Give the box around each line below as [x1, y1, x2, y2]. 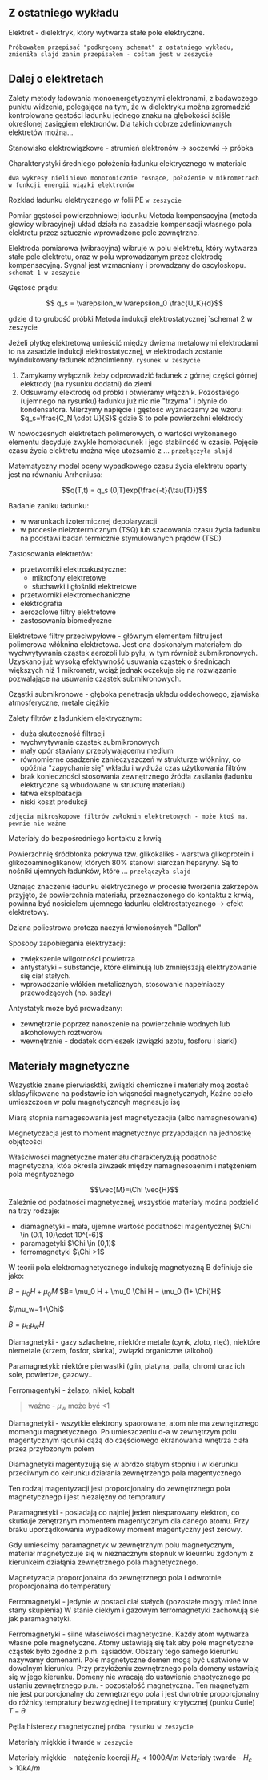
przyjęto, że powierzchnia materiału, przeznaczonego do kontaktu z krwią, [8, 890, 254, 900]
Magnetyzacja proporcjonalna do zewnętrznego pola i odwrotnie [8, 1572, 222, 1582]
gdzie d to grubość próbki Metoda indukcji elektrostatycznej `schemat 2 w [8, 314, 254, 323]
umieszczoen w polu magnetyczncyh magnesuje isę [8, 1098, 181, 1107]
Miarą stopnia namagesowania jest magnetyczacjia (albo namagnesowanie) [8, 1113, 258, 1123]
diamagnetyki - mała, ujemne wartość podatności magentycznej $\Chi [19, 1222, 252, 1232]
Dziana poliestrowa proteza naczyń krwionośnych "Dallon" [8, 922, 202, 932]
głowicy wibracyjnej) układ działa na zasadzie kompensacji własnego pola [8, 219, 252, 229]
